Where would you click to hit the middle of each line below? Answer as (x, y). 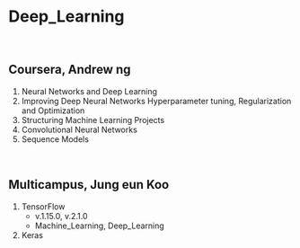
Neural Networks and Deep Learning (89, 91)
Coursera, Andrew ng (70, 70)
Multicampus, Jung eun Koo (89, 185)
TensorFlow (43, 206)
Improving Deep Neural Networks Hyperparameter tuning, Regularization (156, 101)
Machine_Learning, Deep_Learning (100, 226)
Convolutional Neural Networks (79, 129)
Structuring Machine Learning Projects (93, 120)
